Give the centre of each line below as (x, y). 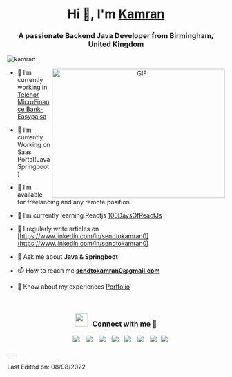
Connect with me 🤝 (125, 324)
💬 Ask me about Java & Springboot (68, 257)
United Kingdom (116, 44)
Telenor (28, 95)
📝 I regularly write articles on (58, 229)
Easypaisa (32, 117)
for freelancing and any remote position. (74, 202)
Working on (33, 145)
